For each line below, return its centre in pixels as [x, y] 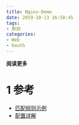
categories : [21, 34]
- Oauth [16, 46]
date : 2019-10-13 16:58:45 [40, 18]
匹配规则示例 [31, 108]
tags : [13, 23]
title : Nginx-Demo [29, 12]
